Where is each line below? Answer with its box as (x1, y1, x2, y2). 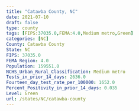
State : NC (6, 47, 31, 53)
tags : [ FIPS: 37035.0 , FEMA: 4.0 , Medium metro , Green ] (6, 31, 134, 36)
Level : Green (6, 90, 38, 96)
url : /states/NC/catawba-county (6, 96, 86, 102)
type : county (6, 25, 38, 31)
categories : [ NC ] (6, 36, 49, 42)
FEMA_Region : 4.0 (6, 58, 49, 63)
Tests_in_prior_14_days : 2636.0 (6, 74, 86, 80)
